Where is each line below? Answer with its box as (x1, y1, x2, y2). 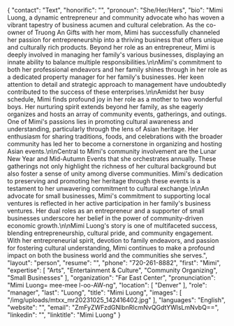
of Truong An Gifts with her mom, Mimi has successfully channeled (27, 28, 220, 36)
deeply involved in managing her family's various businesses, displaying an (7, 50, 224, 59)
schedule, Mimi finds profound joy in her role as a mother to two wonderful (7, 95, 223, 104)
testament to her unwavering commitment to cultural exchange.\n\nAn (7, 185, 210, 192)
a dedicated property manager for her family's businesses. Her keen (7, 73, 205, 81)
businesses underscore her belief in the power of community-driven (7, 214, 204, 222)
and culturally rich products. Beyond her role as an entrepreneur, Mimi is (7, 43, 215, 51)
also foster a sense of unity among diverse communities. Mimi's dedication (7, 169, 224, 178)
